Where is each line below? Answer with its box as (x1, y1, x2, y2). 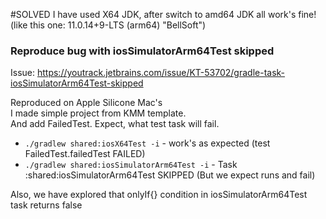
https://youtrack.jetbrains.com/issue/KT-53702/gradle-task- (36, 67, 286, 79)
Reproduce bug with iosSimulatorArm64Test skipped (10, 44, 275, 58)
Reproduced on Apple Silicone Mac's (10, 97, 163, 109)
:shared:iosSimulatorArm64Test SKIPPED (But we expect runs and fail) (24, 169, 316, 181)
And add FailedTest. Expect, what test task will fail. (10, 118, 220, 130)
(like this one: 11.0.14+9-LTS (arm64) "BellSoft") (10, 19, 207, 31)
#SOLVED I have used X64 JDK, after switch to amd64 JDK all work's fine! (10, 9, 317, 20)
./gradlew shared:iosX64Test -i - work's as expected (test (24, 137, 271, 149)
